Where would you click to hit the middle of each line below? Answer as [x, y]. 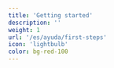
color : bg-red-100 [38, 52]
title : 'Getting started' [50, 15]
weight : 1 [24, 30]
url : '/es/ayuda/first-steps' [58, 37]
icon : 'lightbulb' [38, 45]
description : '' [35, 23]
